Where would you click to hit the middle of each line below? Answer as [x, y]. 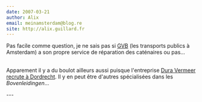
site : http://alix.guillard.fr [46, 29]
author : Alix [23, 18]
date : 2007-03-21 [28, 12]
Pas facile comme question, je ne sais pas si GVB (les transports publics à [98, 46]
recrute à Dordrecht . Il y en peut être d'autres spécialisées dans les [90, 77]
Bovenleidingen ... [28, 83]
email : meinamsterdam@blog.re [44, 23]
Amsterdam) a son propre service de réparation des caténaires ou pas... [96, 53]
